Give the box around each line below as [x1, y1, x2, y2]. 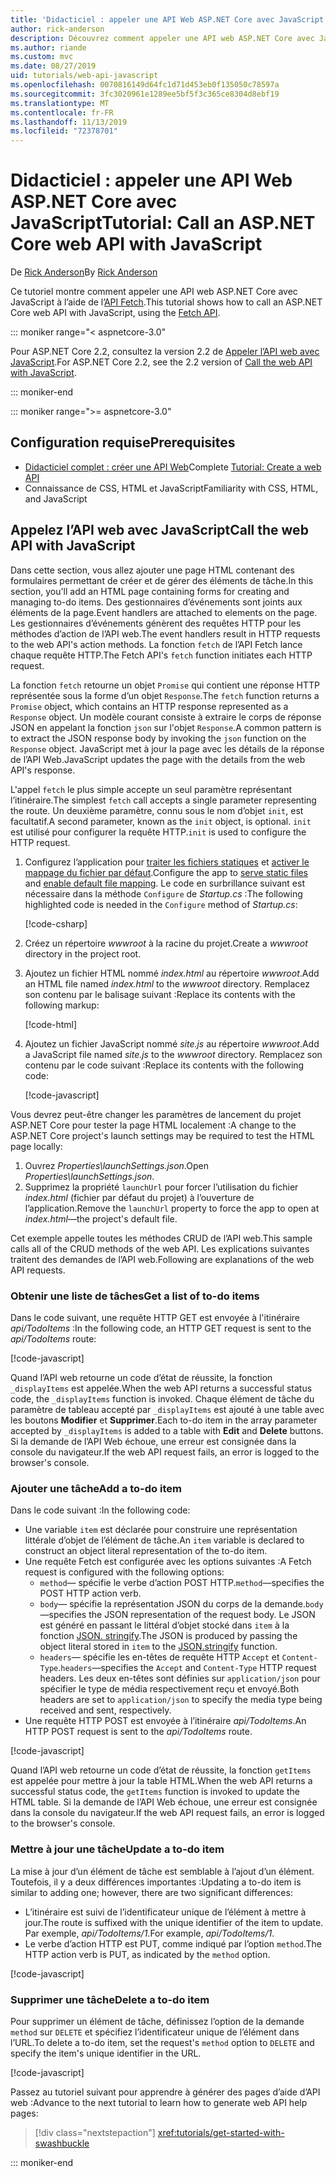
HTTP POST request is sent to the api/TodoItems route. [24, 1726, 253, 1738]
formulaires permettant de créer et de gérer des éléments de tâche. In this [10, 574, 314, 586]
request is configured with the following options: [24, 1566, 225, 1578]
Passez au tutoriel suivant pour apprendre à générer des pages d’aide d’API [10, 2086, 321, 2098]
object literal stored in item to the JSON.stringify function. [39, 1641, 278, 1653]
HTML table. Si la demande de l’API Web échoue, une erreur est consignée [10, 1796, 318, 1808]
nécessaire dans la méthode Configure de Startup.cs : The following [24, 887, 303, 900]
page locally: [10, 1140, 63, 1152]
